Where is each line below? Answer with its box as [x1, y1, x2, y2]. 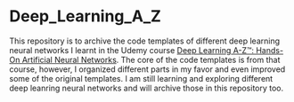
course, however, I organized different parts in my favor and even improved [9, 64, 286, 75]
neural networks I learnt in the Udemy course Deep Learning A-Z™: [9, 44, 255, 55]
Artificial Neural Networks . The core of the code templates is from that [21, 54, 281, 65]
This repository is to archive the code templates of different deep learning [9, 35, 281, 46]
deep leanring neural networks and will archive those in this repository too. [9, 82, 284, 93]
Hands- [255, 44, 283, 55]
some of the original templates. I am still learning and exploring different [9, 73, 274, 83]
